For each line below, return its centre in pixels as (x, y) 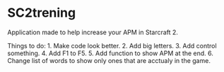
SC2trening (42, 13)
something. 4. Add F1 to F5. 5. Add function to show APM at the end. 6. (111, 53)
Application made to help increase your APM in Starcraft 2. (93, 32)
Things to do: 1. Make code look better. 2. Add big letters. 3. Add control (112, 45)
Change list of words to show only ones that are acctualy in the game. (109, 60)
